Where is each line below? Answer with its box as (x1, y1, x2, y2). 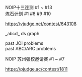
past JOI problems (5, 40, 44, 46)
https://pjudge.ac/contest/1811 (5, 66, 68, 72)
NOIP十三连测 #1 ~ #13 (5, 5, 52, 10)
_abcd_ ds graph (5, 31, 40, 36)
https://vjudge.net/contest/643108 (5, 21, 77, 27)
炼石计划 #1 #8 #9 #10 (5, 11, 51, 17)
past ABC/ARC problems (5, 46, 56, 51)
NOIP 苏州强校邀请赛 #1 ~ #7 (5, 56, 65, 62)
